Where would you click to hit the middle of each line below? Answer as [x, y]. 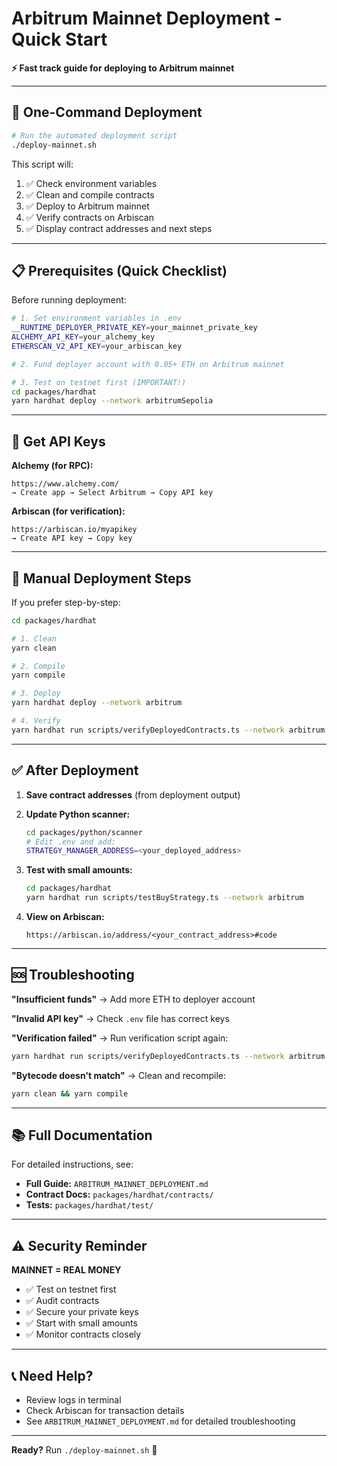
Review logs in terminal [73, 1400]
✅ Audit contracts [62, 1301]
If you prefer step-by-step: [66, 602]
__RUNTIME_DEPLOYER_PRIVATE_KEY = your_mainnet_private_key [134, 328]
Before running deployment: [69, 300]
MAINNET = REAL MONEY [66, 1270]
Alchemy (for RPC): [52, 466]
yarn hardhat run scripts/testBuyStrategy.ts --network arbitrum [164, 898]
